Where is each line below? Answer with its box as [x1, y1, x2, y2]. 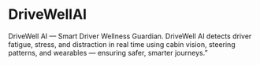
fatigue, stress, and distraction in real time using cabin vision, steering [8, 39, 236, 49]
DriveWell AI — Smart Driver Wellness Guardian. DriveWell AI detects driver [8, 31, 252, 41]
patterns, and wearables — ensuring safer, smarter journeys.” [8, 48, 208, 57]
